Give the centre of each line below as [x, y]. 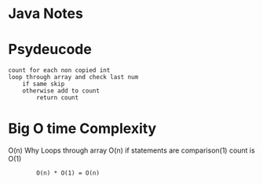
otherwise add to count [61, 91]
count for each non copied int [59, 70]
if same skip [44, 84]
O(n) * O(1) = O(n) [68, 173]
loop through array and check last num [73, 78]
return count [58, 98]
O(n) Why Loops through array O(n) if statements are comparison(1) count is [131, 150]
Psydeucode [50, 50]
